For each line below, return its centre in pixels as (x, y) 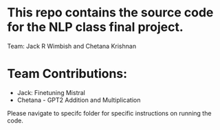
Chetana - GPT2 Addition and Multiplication (79, 100)
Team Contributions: (67, 74)
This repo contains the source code (110, 13)
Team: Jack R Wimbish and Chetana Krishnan (71, 46)
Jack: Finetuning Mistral (51, 92)
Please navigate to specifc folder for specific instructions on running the (109, 113)
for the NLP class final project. (95, 27)
